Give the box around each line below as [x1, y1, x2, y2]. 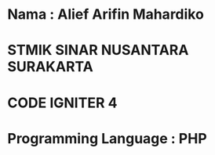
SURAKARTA [7, 58, 93, 76]
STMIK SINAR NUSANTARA [7, 41, 189, 59]
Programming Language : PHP [7, 129, 207, 147]
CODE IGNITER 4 [7, 94, 118, 111]
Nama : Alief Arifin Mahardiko [7, 5, 205, 23]
